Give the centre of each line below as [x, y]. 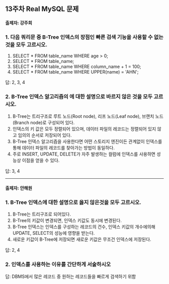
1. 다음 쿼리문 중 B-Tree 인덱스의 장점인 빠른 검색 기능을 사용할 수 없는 [84, 37]
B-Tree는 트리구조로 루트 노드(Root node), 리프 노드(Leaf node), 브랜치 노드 [88, 116]
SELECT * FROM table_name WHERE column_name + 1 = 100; [77, 66]
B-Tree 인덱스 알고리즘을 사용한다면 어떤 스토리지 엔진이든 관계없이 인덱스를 [87, 141]
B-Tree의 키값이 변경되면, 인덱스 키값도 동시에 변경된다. [67, 221]
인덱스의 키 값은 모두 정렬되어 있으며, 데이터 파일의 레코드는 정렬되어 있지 [84, 129]
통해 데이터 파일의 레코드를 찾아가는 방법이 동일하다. [63, 148]
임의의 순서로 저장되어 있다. [45, 135]
